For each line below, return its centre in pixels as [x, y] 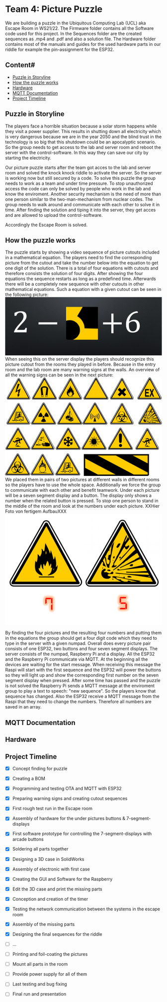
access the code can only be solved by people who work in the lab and [78, 188]
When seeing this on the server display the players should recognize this [80, 359]
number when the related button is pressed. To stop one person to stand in [82, 501]
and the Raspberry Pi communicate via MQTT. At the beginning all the [77, 659]
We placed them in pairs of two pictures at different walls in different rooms [83, 480]
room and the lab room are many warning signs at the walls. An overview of [83, 369]
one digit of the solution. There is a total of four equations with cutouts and [82, 268]
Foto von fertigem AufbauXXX [36, 511]
